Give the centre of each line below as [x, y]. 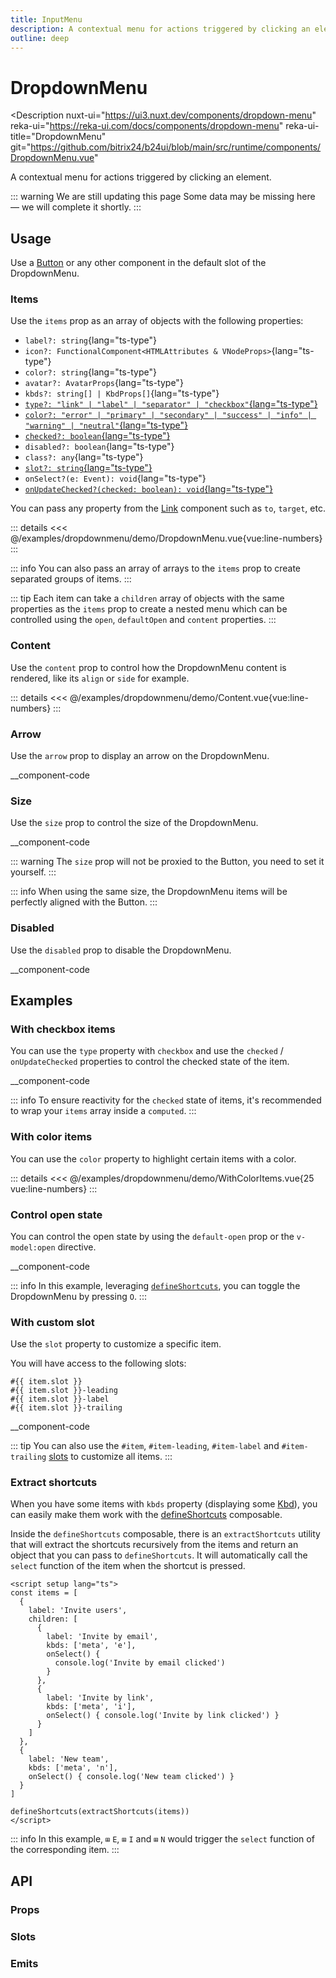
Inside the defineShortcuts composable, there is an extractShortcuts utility [165, 1534]
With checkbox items [63, 1029]
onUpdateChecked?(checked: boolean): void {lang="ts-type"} [149, 489]
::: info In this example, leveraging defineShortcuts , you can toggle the [155, 1285]
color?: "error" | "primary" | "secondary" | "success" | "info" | [168, 416]
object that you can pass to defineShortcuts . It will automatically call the [159, 1555]
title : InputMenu [46, 19]
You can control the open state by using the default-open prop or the [152, 1236]
